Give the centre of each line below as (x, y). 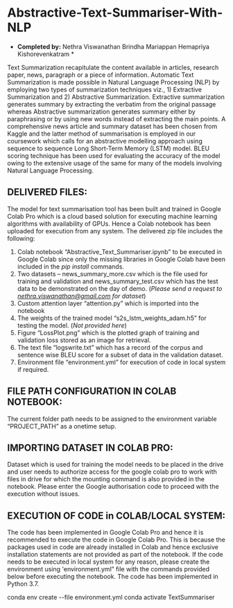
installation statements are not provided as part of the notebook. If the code (115, 555)
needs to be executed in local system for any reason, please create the (109, 562)
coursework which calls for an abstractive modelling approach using (105, 141)
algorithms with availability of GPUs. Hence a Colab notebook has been (109, 224)
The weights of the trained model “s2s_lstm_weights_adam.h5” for (112, 318)
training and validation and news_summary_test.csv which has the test (118, 281)
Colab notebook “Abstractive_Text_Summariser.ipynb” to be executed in (120, 251)
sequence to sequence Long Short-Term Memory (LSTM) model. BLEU (109, 148)
